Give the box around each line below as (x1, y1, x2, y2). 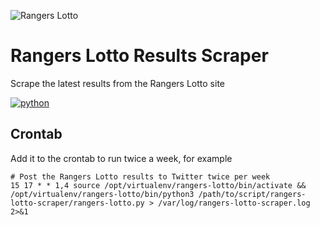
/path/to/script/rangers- (198, 189, 307, 199)
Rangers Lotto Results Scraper (10, 45, 269, 67)
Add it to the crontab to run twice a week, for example (10, 152, 233, 164)
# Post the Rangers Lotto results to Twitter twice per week (10, 171, 271, 182)
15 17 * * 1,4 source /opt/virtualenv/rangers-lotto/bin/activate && (10, 180, 307, 190)
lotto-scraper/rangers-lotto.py (10, 198, 145, 208)
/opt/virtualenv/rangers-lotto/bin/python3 (10, 189, 195, 199)
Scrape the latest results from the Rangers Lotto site (10, 77, 225, 89)
